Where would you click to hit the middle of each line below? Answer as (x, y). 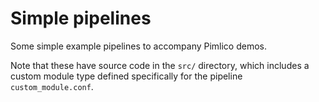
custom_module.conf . (52, 86)
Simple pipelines (81, 18)
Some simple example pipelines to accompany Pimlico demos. (139, 46)
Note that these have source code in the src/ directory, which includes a (160, 65)
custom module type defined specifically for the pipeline (126, 76)
